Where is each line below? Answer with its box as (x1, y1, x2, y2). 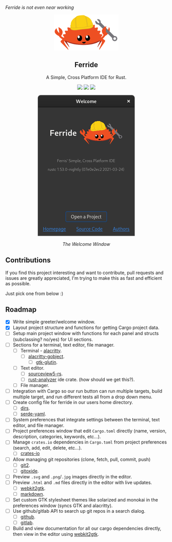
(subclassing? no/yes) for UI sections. (12, 336, 93, 342)
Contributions (5, 256, 51, 265)
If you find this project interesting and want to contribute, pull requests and (5, 269, 164, 276)
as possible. (5, 280, 31, 286)
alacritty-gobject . (28, 353, 65, 359)
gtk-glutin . (35, 359, 58, 365)
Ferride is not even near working (5, 5, 74, 10)
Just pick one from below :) (5, 290, 64, 297)
